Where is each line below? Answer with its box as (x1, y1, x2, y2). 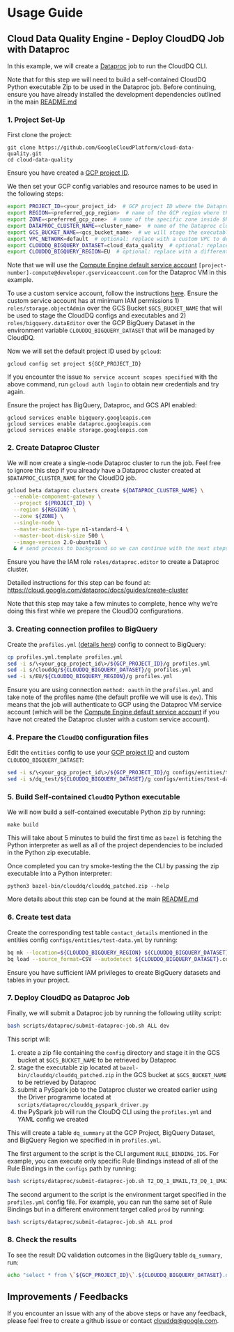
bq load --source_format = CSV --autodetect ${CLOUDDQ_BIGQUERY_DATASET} (7, 955, 219, 962)
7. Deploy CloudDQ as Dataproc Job (7, 993, 130, 1003)
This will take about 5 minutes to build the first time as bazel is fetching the (7, 833, 222, 842)
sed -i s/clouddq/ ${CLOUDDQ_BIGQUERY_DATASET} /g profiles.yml (7, 666, 192, 673)
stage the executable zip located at (17, 1063, 118, 1072)
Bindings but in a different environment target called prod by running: (7, 1205, 205, 1213)
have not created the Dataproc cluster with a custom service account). (7, 715, 210, 723)
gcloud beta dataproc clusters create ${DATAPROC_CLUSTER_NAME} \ (7, 487, 204, 494)
